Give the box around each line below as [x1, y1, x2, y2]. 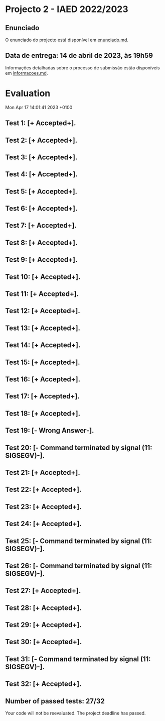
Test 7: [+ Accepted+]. [5, 221, 77, 230]
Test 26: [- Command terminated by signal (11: [5, 561, 152, 570]
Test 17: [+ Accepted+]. [5, 392, 80, 400]
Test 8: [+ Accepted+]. [5, 238, 78, 247]
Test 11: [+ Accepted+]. [5, 290, 79, 298]
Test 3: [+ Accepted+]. [5, 153, 78, 161]
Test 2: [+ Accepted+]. [5, 136, 78, 144]
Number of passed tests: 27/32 [5, 697, 105, 705]
